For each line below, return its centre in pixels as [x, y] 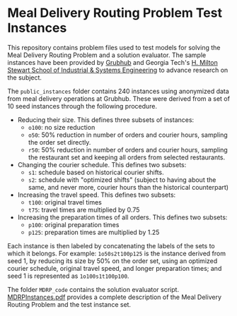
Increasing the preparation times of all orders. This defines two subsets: [122, 217]
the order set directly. [59, 142]
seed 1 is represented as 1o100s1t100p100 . [68, 276]
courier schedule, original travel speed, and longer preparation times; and [115, 268]
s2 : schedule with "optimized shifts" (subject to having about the [122, 180]
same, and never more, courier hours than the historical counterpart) [128, 187]
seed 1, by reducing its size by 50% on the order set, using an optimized [112, 261]
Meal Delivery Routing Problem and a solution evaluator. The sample [107, 55]
